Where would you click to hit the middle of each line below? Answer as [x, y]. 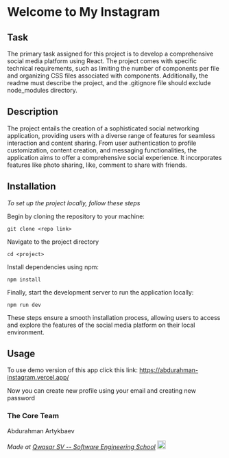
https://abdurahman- [169, 370]
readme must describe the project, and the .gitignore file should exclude [109, 83]
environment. [26, 332]
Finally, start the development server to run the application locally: [100, 292]
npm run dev [24, 305]
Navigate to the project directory [53, 242]
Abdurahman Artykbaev [41, 431]
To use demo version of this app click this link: [73, 370]
